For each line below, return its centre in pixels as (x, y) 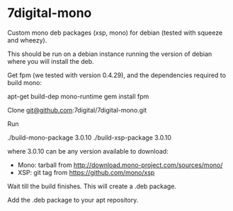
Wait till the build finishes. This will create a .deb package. (92, 186)
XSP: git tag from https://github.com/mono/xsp (86, 172)
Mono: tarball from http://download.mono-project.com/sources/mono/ (120, 165)
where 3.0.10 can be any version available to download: (88, 151)
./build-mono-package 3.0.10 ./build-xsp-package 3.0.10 (90, 137)
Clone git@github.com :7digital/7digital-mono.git (77, 110)
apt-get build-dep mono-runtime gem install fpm (78, 96)
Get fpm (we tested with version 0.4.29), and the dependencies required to (117, 75)
